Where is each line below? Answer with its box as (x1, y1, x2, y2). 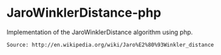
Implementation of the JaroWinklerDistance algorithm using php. (6, 28, 194, 36)
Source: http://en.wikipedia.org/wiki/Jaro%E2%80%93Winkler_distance (6, 41, 215, 48)
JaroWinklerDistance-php (6, 5, 162, 21)
